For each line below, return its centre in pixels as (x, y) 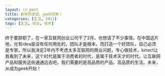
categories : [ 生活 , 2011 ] (31, 19)
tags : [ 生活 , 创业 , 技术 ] (30, 23)
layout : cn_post (22, 10)
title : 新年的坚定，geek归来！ (34, 14)
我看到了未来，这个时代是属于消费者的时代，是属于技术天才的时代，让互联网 (83, 56)
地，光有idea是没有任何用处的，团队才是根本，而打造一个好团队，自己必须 (81, 44)
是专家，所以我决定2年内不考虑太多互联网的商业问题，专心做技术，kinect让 (82, 50)
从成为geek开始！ (23, 69)
